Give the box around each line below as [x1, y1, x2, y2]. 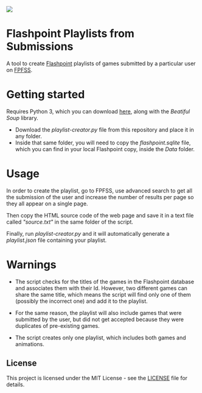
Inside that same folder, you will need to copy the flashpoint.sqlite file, [15, 139, 191, 146]
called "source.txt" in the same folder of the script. [6, 218, 134, 225]
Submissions [6, 40, 74, 54]
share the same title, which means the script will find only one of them [15, 291, 192, 298]
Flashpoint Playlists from [6, 27, 135, 41]
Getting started [6, 88, 85, 102]
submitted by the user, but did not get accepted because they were [15, 316, 184, 323]
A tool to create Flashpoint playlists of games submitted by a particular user [6, 60, 196, 67]
